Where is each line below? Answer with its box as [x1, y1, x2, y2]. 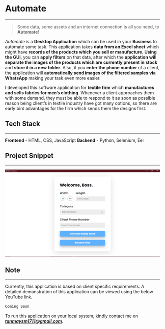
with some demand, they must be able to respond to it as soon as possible [5, 95, 156, 101]
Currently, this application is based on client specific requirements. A [5, 283, 145, 290]
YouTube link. [5, 294, 33, 300]
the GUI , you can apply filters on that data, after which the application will [5, 54, 157, 60]
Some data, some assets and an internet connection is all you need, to [17, 24, 160, 29]
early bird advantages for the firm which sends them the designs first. [5, 105, 146, 111]
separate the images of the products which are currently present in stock [5, 59, 158, 65]
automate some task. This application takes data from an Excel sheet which [5, 44, 159, 50]
